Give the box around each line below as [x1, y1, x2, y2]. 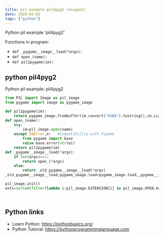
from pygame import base [22, 136, 73, 141]
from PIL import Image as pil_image [5, 96, 80, 101]
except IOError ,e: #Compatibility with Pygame [14, 131, 115, 137]
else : [14, 163, 25, 169]
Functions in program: [5, 39, 49, 45]
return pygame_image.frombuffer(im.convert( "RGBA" [14, 113, 119, 118]
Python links [5, 208, 44, 216]
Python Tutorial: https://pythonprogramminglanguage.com [12, 226, 130, 232]
